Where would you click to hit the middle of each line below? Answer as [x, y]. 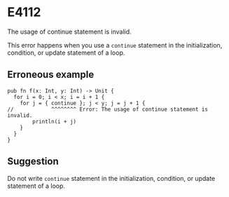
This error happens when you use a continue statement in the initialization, [115, 45]
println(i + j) [55, 121]
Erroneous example [51, 75]
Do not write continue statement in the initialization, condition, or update [111, 178]
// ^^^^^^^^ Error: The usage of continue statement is [108, 109]
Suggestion [33, 162]
